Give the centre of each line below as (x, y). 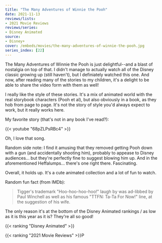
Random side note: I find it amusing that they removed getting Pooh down (79, 148)
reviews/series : (21, 28)
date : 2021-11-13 (23, 14)
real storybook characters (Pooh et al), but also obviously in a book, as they (81, 99)
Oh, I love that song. (25, 138)
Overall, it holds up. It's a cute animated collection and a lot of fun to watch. (81, 172)
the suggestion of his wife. (44, 202)
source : (13, 37)
